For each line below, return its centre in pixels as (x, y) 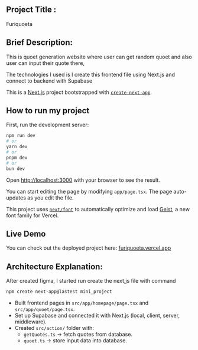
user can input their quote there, (45, 63)
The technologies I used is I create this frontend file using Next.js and (91, 74)
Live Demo (26, 233)
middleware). (31, 322)
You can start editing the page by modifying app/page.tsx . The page (89, 191)
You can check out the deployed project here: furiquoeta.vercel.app (89, 248)
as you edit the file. (51, 198)
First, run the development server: (48, 125)
